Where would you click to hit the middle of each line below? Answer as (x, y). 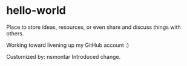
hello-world (36, 10)
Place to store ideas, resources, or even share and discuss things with (93, 27)
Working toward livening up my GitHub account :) (68, 45)
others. (15, 33)
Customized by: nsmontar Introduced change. (64, 56)
